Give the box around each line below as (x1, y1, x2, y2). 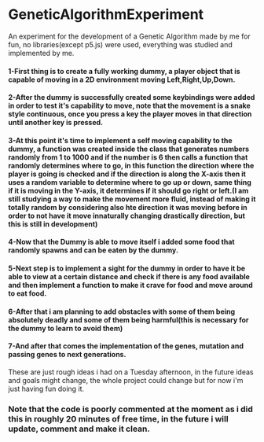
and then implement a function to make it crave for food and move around (8, 280, 253, 289)
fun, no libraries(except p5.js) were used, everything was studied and (8, 39, 233, 49)
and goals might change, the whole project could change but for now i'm (8, 375, 244, 385)
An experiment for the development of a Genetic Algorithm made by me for (8, 31, 251, 41)
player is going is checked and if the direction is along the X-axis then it (8, 169, 246, 179)
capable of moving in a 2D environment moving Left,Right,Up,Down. (8, 75, 236, 84)
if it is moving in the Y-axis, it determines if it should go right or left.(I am (8, 186, 249, 195)
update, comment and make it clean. (8, 423, 151, 434)
